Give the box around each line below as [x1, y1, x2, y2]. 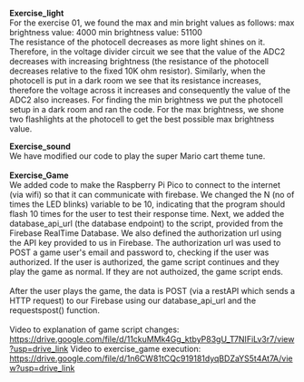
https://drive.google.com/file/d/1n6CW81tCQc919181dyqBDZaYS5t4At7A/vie [9, 353, 293, 364]
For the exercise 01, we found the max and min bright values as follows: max [9, 17, 295, 28]
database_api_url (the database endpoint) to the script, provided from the [9, 218, 284, 229]
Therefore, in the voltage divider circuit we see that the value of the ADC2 [9, 46, 286, 57]
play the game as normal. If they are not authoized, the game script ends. [9, 267, 284, 277]
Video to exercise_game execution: [70, 344, 201, 354]
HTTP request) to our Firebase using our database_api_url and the [9, 295, 257, 306]
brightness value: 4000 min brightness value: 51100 [9, 27, 202, 37]
